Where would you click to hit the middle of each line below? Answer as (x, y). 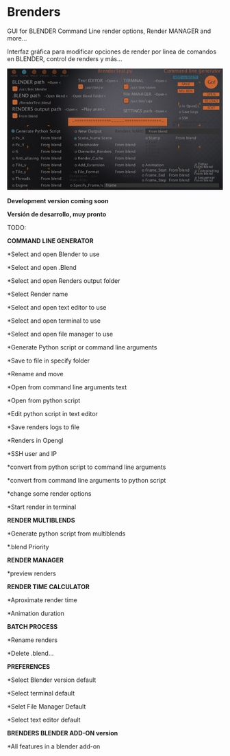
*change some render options (49, 494)
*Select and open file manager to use (60, 334)
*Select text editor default (44, 720)
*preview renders (31, 573)
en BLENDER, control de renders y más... (65, 58)
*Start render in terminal (42, 507)
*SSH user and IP (32, 454)
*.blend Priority (28, 547)
